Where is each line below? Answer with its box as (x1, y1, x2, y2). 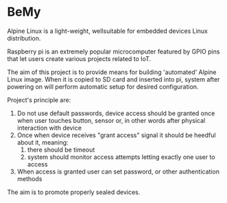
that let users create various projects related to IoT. (7, 54, 152, 62)
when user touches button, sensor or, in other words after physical (16, 116, 206, 124)
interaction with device (16, 123, 82, 132)
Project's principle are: (7, 95, 71, 104)
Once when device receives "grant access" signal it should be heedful (16, 131, 216, 139)
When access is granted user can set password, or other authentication (16, 167, 219, 176)
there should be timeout (27, 145, 95, 154)
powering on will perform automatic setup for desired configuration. (7, 82, 199, 91)
